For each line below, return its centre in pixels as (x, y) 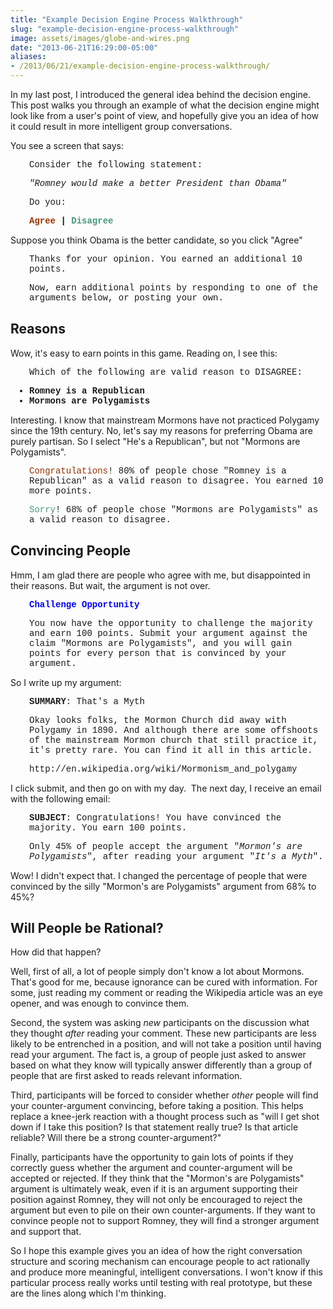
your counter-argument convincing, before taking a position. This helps (157, 1106)
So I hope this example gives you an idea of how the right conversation (156, 1251)
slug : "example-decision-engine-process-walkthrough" (125, 29)
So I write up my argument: (66, 682)
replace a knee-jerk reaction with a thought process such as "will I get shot (165, 1117)
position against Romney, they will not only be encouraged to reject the (156, 1200)
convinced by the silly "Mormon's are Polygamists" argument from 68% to (163, 886)
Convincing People (71, 551)
